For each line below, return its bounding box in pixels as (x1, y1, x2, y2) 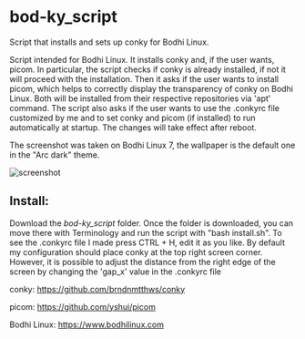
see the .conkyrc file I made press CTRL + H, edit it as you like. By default (9, 237, 285, 248)
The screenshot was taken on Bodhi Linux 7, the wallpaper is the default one (9, 139, 296, 150)
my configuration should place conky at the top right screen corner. (9, 246, 263, 257)
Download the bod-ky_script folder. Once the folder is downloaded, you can (9, 217, 294, 229)
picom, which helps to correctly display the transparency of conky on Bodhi (9, 83, 294, 94)
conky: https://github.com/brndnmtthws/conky (9, 283, 186, 294)
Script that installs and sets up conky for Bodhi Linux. (9, 36, 209, 47)
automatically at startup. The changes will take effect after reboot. (9, 121, 258, 133)
